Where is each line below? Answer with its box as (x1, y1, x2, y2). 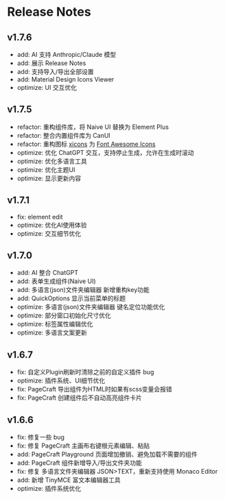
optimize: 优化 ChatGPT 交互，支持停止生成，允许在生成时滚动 (16, 148, 194, 156)
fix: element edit (16, 212, 63, 221)
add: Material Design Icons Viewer (16, 75, 115, 83)
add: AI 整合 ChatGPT (16, 269, 79, 277)
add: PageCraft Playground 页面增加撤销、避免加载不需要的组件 (16, 450, 198, 459)
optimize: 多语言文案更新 (16, 328, 88, 337)
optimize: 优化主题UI (16, 165, 75, 173)
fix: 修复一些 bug (16, 433, 65, 441)
